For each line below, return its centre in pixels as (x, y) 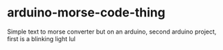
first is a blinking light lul (41, 38)
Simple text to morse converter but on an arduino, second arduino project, (112, 32)
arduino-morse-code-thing (86, 13)
